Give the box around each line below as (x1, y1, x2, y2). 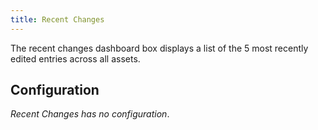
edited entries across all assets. (10, 52, 141, 65)
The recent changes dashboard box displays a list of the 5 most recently (10, 42, 309, 54)
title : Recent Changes (10, 14, 105, 25)
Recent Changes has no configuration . (10, 108, 170, 120)
